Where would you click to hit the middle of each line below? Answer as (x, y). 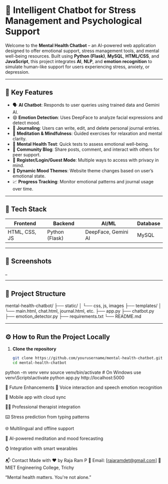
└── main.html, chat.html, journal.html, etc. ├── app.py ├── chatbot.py (80, 311)
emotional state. (29, 176)
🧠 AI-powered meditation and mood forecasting (54, 438)
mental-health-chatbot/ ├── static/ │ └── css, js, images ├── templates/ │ (83, 306)
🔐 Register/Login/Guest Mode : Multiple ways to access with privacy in (85, 160)
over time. (23, 189)
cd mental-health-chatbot (39, 363)
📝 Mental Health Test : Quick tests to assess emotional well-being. (80, 144)
